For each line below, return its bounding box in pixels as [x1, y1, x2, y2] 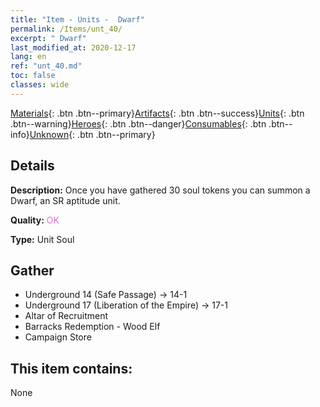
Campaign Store [24, 331, 92, 343]
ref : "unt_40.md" [10, 61, 83, 71]
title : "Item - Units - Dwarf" [10, 14, 145, 25]
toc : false [10, 71, 56, 81]
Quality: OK [10, 214, 60, 226]
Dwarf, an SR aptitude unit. [10, 194, 121, 206]
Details [10, 157, 55, 175]
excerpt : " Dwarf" [10, 33, 87, 43]
